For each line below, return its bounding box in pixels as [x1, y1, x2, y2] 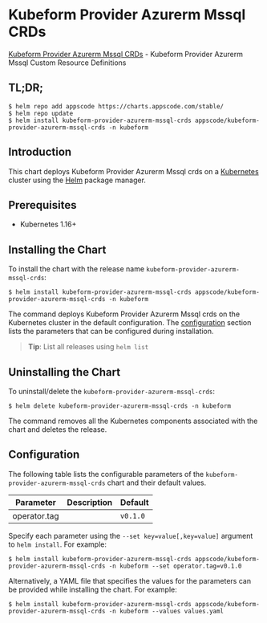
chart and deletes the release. [8, 425, 107, 434]
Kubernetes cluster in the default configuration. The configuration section [8, 318, 252, 328]
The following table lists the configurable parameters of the [8, 469, 204, 478]
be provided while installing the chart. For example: [8, 584, 178, 594]
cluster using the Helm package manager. [8, 175, 147, 185]
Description [67, 496, 113, 507]
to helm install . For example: [8, 540, 107, 549]
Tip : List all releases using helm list [27, 342, 149, 352]
